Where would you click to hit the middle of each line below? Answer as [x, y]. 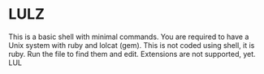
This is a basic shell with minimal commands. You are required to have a [129, 37]
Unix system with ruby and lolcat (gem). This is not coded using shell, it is [132, 45]
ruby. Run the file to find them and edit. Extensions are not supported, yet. [132, 54]
